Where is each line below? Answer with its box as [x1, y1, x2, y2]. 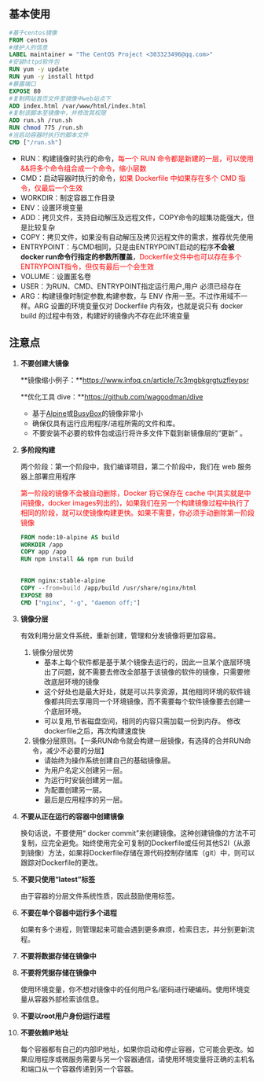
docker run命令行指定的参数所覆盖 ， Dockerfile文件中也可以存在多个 [20, 252, 242, 261]
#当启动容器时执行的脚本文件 [9, 131, 89, 139]
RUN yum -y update [9, 65, 69, 73]
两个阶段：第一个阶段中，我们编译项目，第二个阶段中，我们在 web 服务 [20, 461, 252, 471]
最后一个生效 [41, 183, 83, 193]
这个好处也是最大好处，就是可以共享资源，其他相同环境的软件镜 [43, 686, 251, 696]
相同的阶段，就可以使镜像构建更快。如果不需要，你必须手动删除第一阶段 [20, 508, 255, 517]
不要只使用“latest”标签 [20, 874, 96, 884]
